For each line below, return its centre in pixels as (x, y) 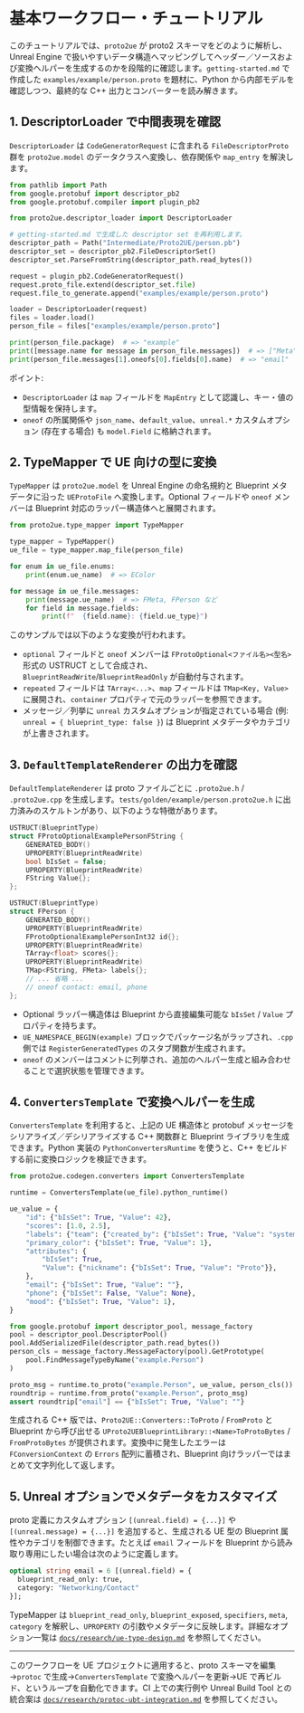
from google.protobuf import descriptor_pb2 (95, 194)
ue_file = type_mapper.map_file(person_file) (96, 550)
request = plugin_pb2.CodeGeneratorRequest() (96, 276)
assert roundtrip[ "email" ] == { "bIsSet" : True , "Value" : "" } (127, 1402)
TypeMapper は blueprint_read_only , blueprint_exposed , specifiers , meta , (148, 1614)
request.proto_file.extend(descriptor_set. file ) (103, 285)
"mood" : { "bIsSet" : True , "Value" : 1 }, (101, 1301)
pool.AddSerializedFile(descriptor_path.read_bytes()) (115, 1343)
